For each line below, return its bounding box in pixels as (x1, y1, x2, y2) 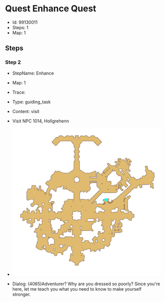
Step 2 (5, 59, 21, 66)
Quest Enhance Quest (5, 3, 97, 14)
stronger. (12, 291, 31, 297)
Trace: (12, 89, 26, 95)
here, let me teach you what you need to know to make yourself (12, 286, 142, 292)
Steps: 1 (12, 24, 29, 30)
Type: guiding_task (12, 99, 51, 105)
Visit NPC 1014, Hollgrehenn (12, 118, 69, 124)
